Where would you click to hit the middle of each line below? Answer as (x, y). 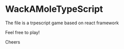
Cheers (13, 42)
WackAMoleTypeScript (54, 9)
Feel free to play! (22, 32)
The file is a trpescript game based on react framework (62, 23)
